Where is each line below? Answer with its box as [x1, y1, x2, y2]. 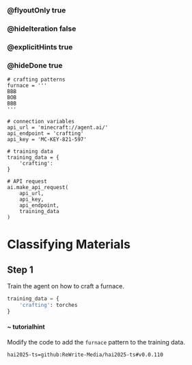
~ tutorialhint [7, 323, 46, 331]
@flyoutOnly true [7, 5, 66, 15]
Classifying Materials [7, 237, 131, 252]
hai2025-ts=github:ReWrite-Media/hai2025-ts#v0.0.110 [7, 351, 164, 358]
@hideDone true [7, 60, 63, 70]
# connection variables [7, 118, 75, 125]
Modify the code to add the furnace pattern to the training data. [7, 338, 186, 346]
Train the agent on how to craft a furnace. [7, 282, 124, 290]
